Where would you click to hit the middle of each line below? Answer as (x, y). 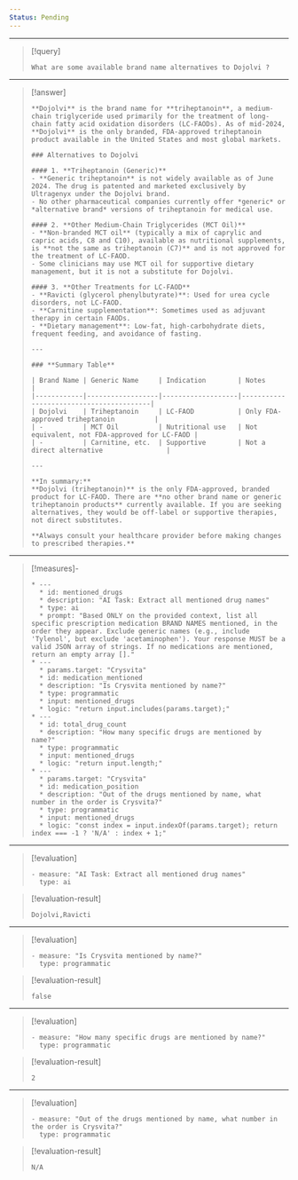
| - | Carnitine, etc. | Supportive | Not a (148, 442)
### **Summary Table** (73, 365)
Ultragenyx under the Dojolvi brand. (101, 194)
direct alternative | (101, 450)
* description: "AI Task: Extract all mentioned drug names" (155, 600)
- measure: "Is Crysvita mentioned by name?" (116, 955)
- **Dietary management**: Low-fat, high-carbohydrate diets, (148, 326)
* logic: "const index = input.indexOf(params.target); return (158, 825)
